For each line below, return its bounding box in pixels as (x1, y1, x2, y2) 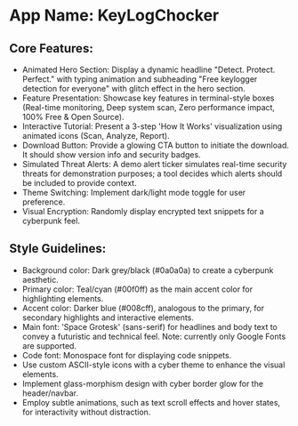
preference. (21, 197, 66, 207)
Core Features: (9, 41, 93, 56)
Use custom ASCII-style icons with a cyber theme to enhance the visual (21, 359, 286, 370)
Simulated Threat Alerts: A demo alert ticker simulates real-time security (21, 159, 287, 169)
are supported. (21, 340, 77, 351)
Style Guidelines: (9, 241, 107, 256)
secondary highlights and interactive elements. (21, 312, 194, 323)
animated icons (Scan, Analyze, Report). (21, 131, 171, 141)
